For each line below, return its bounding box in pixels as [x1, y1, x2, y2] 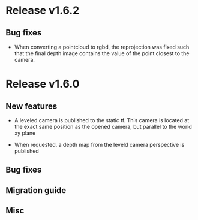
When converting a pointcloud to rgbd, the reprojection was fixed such [14, 43, 190, 50]
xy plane [14, 129, 36, 137]
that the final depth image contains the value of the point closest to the [14, 50, 190, 57]
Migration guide [5, 185, 67, 195]
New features [5, 101, 58, 111]
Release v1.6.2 [5, 4, 80, 17]
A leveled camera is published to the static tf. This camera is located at [14, 117, 190, 123]
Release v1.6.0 [5, 77, 80, 91]
